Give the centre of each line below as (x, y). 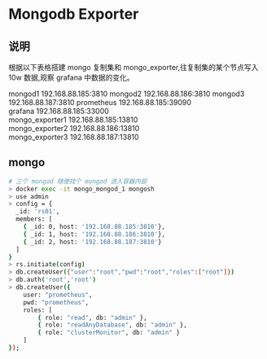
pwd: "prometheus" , (56, 302)
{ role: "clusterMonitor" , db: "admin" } (109, 333)
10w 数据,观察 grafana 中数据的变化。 (71, 77)
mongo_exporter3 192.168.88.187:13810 (74, 137)
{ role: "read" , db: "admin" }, (93, 317)
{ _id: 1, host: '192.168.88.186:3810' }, (94, 234)
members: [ (34, 219)
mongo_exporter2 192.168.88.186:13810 (74, 128)
